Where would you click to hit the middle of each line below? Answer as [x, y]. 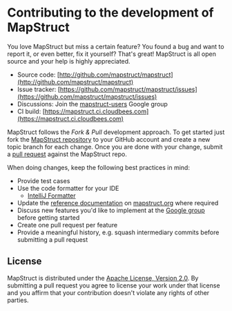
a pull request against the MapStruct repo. [67, 154]
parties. [18, 300]
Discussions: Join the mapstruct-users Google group [92, 104]
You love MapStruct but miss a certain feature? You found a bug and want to [116, 46]
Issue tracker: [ [39, 89]
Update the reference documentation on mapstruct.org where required [118, 202]
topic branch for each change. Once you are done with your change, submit [115, 147]
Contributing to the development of [110, 13]
